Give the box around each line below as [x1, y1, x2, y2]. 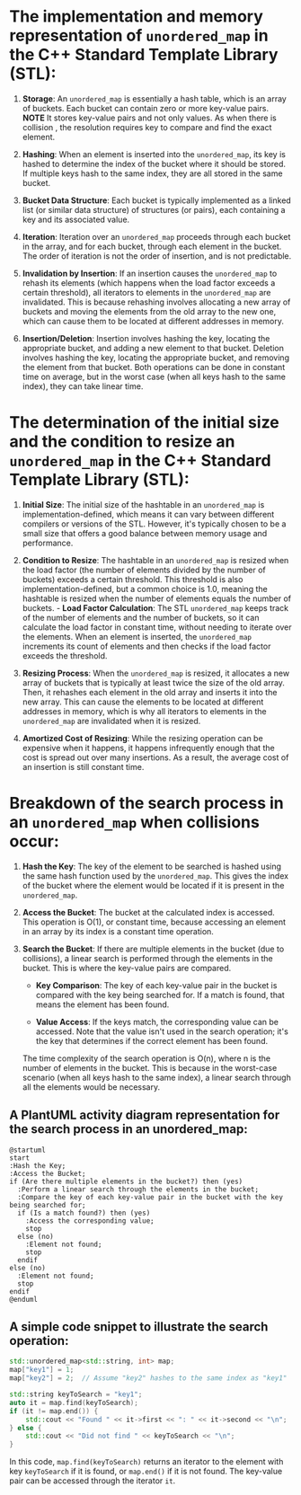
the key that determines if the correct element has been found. [35, 1035, 268, 1046]
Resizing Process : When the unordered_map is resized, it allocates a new [22, 668, 290, 678]
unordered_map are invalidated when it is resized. [22, 715, 201, 726]
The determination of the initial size [9, 412, 280, 433]
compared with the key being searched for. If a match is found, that [35, 989, 285, 1000]
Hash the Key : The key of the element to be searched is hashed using [22, 861, 281, 871]
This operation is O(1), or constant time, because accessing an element [22, 916, 286, 927]
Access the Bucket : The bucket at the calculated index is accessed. [22, 907, 276, 917]
